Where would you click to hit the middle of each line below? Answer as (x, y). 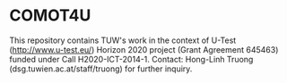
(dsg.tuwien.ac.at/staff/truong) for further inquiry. (101, 69)
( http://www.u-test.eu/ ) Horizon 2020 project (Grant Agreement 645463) (144, 49)
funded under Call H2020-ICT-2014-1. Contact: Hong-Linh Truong (131, 59)
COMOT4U (50, 16)
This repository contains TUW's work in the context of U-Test (123, 40)
